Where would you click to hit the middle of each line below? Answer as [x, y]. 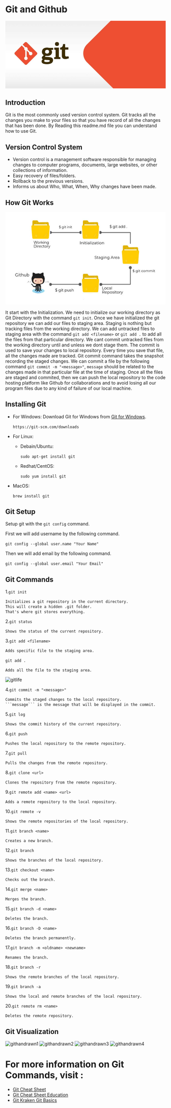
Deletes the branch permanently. [41, 938]
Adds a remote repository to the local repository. [61, 802]
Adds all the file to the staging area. [49, 670]
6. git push [17, 734]
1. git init [16, 592]
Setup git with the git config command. [48, 524]
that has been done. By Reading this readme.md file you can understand [81, 125]
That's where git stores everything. [45, 612]
